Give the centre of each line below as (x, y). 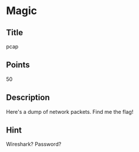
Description (28, 98)
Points (18, 65)
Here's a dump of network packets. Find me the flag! (70, 112)
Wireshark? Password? (34, 144)
